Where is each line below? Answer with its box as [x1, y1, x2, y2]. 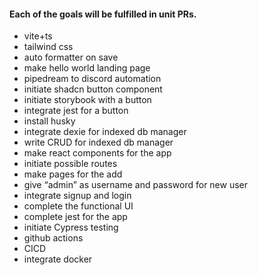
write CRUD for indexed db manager [23, 136, 174, 149]
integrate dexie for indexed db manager [23, 126, 187, 138]
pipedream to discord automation [23, 73, 162, 85]
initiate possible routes [23, 158, 118, 170]
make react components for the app [23, 147, 172, 159]
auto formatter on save [23, 51, 119, 64]
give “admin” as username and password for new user [23, 179, 249, 191]
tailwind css [23, 41, 74, 53]
